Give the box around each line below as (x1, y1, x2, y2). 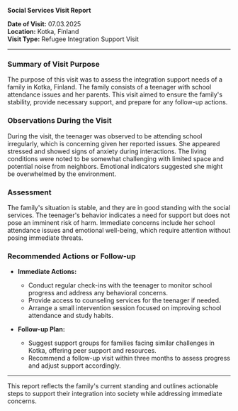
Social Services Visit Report (7, 6, 91, 14)
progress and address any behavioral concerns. (28, 289, 169, 297)
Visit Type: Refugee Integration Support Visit (7, 35, 140, 43)
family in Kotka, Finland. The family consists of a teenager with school (7, 83, 212, 92)
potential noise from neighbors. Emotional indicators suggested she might (7, 162, 223, 170)
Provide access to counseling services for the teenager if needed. (28, 296, 221, 305)
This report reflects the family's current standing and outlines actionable (7, 382, 218, 390)
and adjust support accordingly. (28, 361, 122, 370)
